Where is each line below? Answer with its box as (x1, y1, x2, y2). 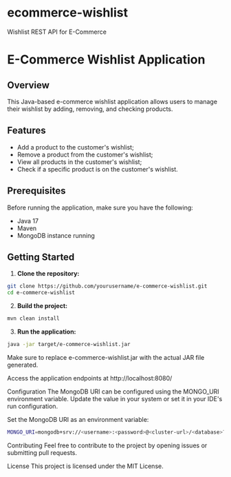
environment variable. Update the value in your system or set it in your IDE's (7, 394, 223, 403)
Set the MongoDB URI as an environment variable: (7, 415, 149, 423)
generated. (7, 361, 38, 369)
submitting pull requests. (7, 448, 78, 456)
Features (7, 125, 46, 136)
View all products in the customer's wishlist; (16, 157, 142, 166)
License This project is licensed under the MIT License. (7, 462, 164, 470)
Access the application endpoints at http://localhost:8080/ (7, 374, 173, 382)
